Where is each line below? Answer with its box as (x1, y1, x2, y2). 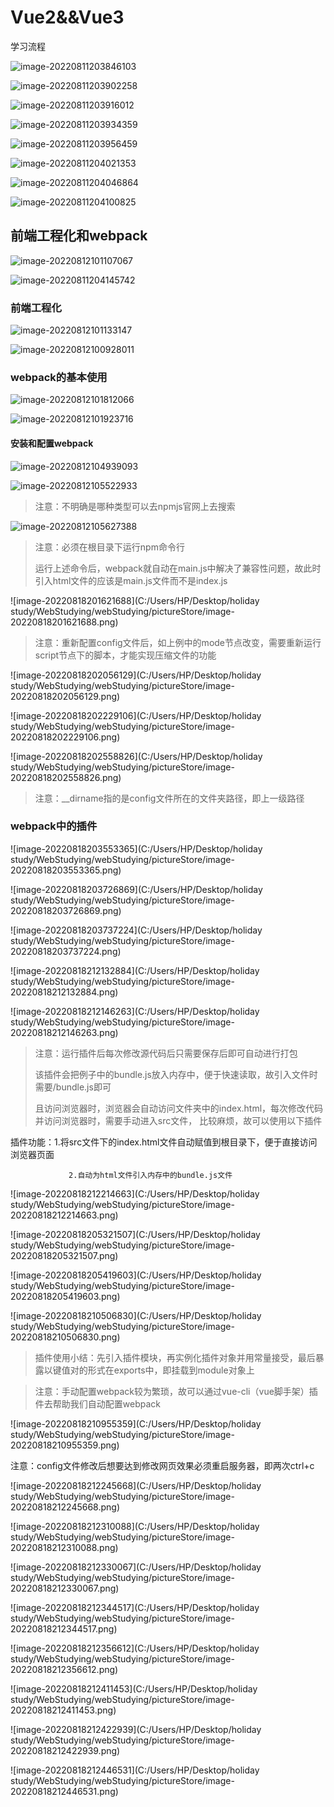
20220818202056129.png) (10, 690, 121, 702)
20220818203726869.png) (10, 904, 122, 916)
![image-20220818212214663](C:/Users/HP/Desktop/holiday (10, 1187, 260, 1200)
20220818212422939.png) (10, 1744, 121, 1756)
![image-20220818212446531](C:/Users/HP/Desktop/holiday (10, 1764, 260, 1776)
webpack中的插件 (10, 819, 98, 833)
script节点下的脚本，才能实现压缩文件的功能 (34, 649, 217, 661)
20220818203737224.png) (10, 945, 122, 957)
